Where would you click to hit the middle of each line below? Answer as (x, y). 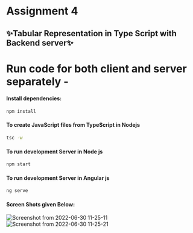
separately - (37, 81)
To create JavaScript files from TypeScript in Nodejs (73, 125)
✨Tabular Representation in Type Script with (91, 34)
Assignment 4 (42, 11)
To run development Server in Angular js (58, 178)
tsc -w (14, 138)
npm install (21, 111)
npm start (19, 164)
